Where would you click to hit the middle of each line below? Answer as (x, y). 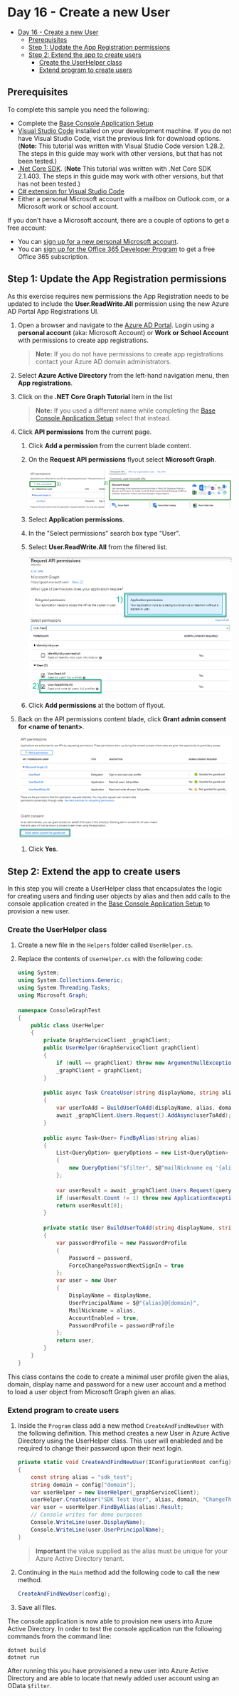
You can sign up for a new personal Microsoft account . (98, 241)
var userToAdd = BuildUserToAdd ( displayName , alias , (136, 1108)
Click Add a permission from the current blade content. (110, 445)
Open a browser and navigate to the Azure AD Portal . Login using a (116, 325)
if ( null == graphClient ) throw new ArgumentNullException (145, 1063)
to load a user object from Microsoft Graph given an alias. (92, 1392)
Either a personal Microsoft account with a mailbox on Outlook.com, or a (123, 198)
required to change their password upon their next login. (100, 1448)
